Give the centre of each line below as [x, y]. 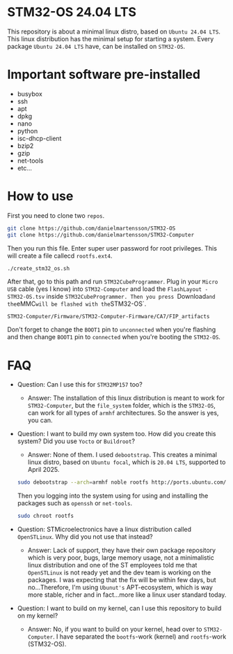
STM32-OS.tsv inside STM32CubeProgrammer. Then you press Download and [111, 297]
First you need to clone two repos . [56, 215]
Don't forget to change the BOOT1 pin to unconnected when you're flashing [112, 329]
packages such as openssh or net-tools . [75, 503]
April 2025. [43, 470]
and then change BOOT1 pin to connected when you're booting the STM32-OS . [114, 337]
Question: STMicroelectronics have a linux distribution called [104, 529]
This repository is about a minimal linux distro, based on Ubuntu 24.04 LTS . [114, 31]
